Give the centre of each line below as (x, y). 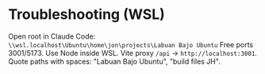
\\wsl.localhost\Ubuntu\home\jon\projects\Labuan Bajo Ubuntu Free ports (131, 44)
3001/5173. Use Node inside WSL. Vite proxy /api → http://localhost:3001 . (133, 53)
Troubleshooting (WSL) (86, 15)
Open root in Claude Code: (52, 36)
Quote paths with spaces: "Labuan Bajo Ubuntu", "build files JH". (114, 61)
